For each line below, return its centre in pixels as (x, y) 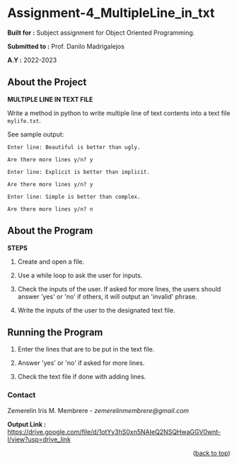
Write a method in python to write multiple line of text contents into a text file (119, 113)
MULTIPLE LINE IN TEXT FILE (50, 99)
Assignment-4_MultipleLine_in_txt (111, 13)
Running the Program (55, 332)
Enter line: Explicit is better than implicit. (79, 172)
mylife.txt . (24, 120)
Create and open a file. (51, 261)
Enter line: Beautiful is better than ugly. (74, 147)
